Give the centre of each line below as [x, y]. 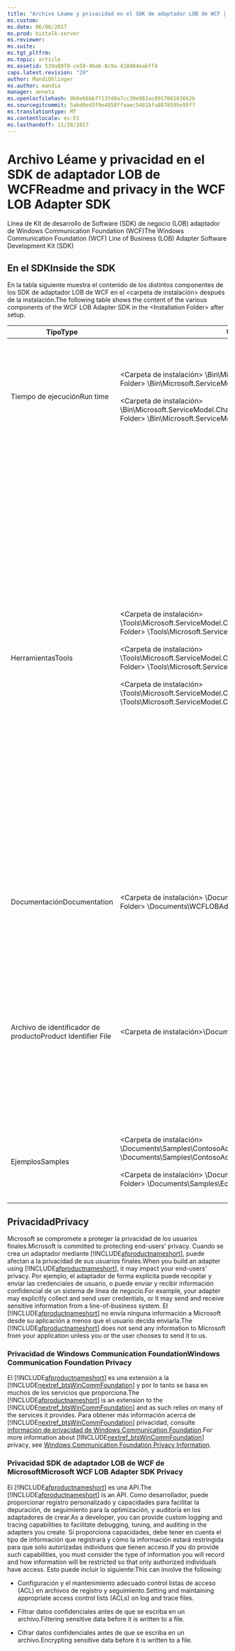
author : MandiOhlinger [40, 79]
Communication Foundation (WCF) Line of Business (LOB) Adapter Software [117, 239]
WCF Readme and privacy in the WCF [116, 189]
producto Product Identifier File [61, 1036]
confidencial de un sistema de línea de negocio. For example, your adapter [114, 1291]
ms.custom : [23, 20]
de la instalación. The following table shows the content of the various [107, 300]
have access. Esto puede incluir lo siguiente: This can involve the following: [115, 1569]
